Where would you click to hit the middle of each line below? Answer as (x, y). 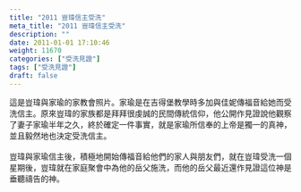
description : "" (39, 34)
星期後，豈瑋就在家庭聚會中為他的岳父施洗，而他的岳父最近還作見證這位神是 (150, 167)
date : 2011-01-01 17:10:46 (60, 42)
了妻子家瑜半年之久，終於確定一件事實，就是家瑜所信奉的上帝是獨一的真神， (150, 124)
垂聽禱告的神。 (37, 179)
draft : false (34, 76)
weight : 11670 (36, 51)
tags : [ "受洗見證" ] (43, 68)
